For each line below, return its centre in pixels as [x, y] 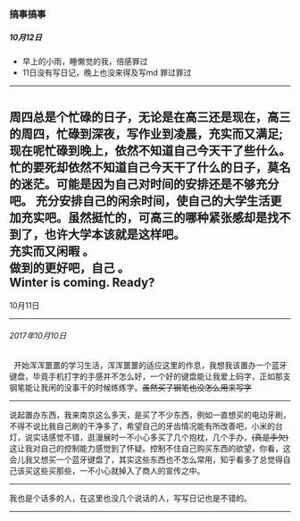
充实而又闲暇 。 [52, 252]
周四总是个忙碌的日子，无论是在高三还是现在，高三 [150, 118]
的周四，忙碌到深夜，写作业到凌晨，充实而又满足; [146, 134]
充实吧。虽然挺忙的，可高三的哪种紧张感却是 [144, 218]
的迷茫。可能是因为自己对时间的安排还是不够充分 [144, 185]
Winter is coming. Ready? [82, 283]
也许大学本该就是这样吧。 [115, 235]
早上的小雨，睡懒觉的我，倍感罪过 [85, 61]
